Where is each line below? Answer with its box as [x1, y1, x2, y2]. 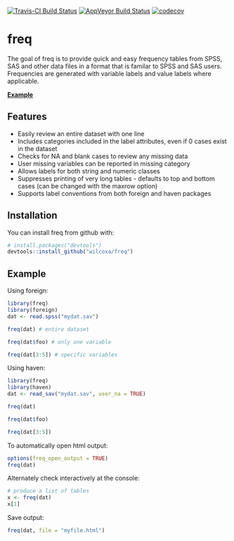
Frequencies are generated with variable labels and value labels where [7, 69, 212, 77]
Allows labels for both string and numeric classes [17, 167, 160, 175]
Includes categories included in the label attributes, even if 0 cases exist [17, 137, 227, 145]
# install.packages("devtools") [7, 242, 102, 249]
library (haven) [7, 384, 52, 391]
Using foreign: [7, 287, 48, 295]
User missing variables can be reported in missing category [17, 159, 191, 168]
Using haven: [7, 364, 46, 372]
